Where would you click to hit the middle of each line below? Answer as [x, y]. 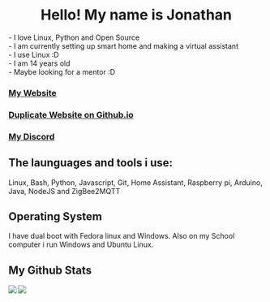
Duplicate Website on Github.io [71, 114]
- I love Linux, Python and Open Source [74, 37]
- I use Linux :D [34, 54]
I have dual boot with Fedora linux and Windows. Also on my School [122, 236]
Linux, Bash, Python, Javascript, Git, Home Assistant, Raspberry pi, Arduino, [136, 182]
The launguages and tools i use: [90, 163]
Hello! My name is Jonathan [136, 15]
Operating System [56, 216]
